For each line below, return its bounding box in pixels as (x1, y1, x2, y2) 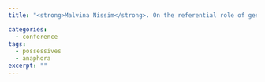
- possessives (15, 48, 62, 55)
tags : (8, 40, 26, 48)
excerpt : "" (8, 62, 47, 70)
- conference (15, 33, 58, 41)
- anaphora (15, 55, 51, 62)
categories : (8, 25, 47, 34)
